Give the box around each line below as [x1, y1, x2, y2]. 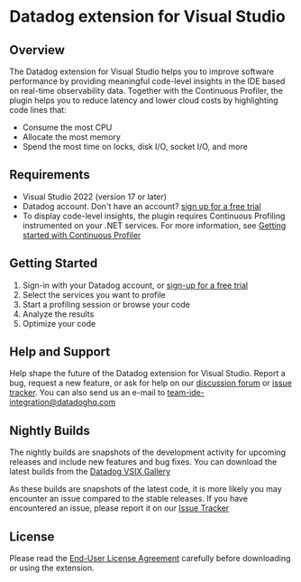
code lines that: [9, 105, 67, 115]
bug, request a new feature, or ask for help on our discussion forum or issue [9, 377, 293, 389]
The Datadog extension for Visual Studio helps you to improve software [9, 66, 275, 77]
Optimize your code [22, 318, 96, 328]
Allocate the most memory [22, 132, 122, 142]
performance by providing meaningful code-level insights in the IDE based [9, 76, 286, 87]
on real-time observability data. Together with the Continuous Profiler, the [9, 86, 284, 96]
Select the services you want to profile [22, 289, 166, 300]
